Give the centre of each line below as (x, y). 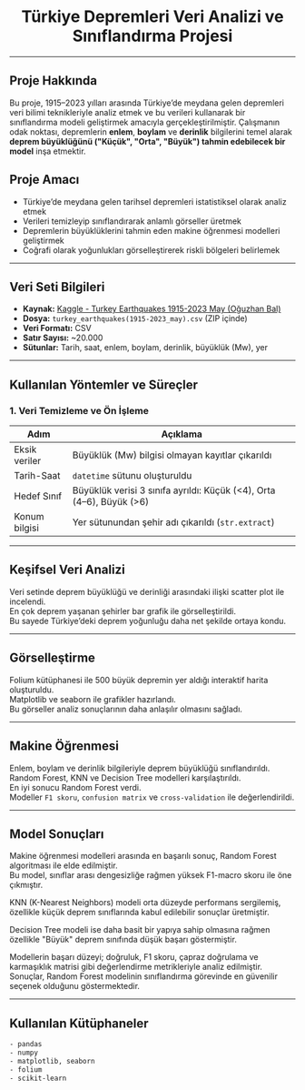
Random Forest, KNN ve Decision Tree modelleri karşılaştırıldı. (125, 777)
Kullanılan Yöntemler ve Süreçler (103, 384)
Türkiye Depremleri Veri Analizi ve (152, 17)
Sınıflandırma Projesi (152, 36)
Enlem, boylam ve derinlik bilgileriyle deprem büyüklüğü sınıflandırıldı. (140, 768)
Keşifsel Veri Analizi (67, 570)
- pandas (26, 1045)
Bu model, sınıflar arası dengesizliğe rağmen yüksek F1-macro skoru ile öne (151, 875)
